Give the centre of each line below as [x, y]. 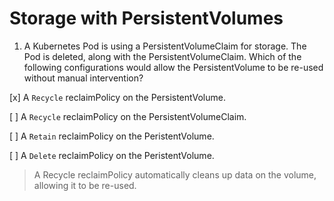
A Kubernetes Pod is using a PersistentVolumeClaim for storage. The [165, 46]
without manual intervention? [83, 78]
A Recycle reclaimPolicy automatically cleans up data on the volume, [175, 174]
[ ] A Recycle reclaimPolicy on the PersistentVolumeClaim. [128, 116]
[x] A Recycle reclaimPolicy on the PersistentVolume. [117, 97]
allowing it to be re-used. [85, 185]
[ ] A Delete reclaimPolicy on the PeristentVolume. [112, 155]
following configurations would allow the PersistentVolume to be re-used [173, 67]
